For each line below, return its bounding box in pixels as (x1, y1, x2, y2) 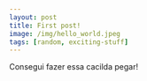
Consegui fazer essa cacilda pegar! (9, 62, 139, 72)
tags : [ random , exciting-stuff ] (9, 37, 128, 47)
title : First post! (9, 21, 81, 30)
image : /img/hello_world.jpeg (9, 29, 121, 38)
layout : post (9, 12, 58, 22)
